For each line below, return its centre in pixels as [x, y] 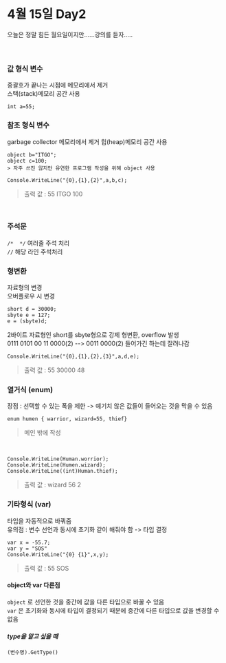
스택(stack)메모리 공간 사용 [44, 94]
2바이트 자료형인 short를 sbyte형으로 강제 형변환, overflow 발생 [93, 335]
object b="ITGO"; [32, 155]
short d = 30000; [32, 309]
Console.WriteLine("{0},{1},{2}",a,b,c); [67, 180]
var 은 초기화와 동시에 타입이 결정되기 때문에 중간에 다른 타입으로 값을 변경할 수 [113, 610]
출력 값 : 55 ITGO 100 [53, 194]
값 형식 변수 [25, 68]
